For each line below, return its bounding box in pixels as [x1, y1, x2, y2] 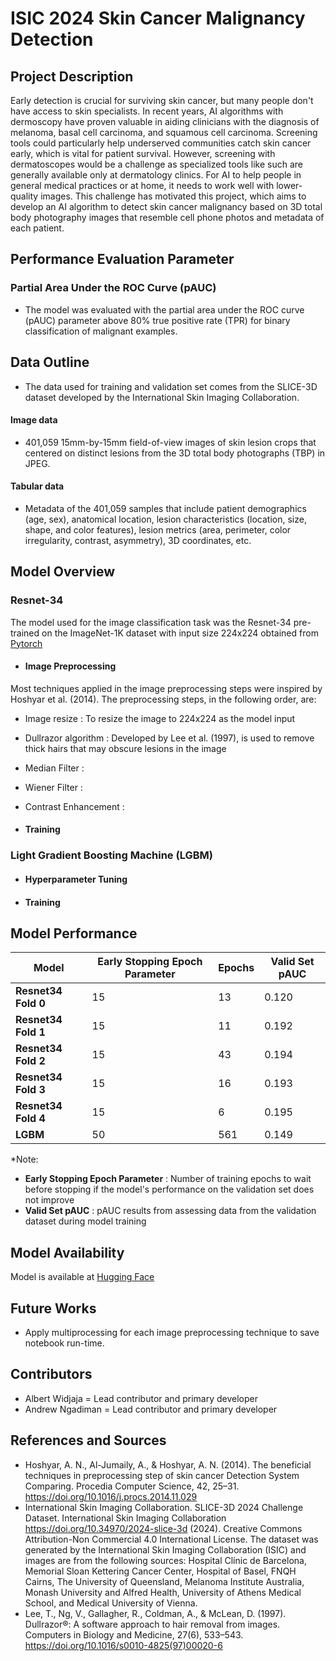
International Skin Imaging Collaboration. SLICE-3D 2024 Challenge [24, 1501, 304, 1513]
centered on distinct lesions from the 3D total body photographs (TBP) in [24, 447, 326, 459]
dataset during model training [24, 1215, 147, 1227]
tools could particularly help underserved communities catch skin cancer [10, 137, 312, 149]
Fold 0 [15, 997, 46, 1011]
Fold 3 [15, 1083, 46, 1097]
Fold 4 [15, 1112, 46, 1126]
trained [10, 627, 40, 639]
